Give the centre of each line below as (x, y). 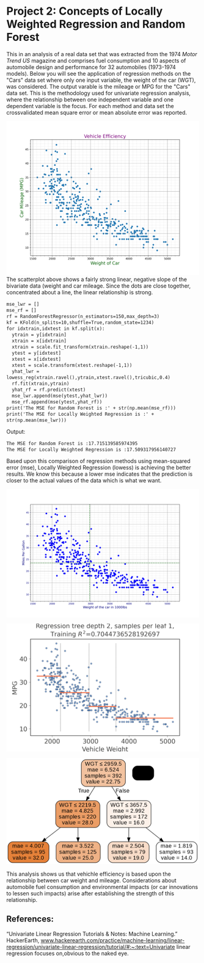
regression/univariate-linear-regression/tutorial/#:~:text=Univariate (91, 947)
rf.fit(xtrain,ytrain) (41, 384)
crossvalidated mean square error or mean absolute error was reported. (97, 112)
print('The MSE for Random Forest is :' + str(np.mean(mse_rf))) (91, 408)
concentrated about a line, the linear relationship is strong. (80, 293)
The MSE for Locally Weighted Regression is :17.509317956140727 (91, 450)
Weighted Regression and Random (96, 24)
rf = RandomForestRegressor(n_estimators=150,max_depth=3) (83, 317)
